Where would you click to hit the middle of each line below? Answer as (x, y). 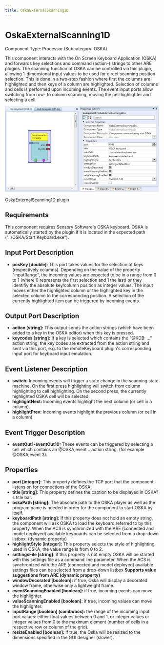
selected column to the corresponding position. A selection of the (78, 295)
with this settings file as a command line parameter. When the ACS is (81, 560)
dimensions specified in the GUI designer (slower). (63, 637)
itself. (18, 513)
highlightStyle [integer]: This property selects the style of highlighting (83, 544)
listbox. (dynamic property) (40, 539)
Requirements (27, 215)
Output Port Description (42, 316)
